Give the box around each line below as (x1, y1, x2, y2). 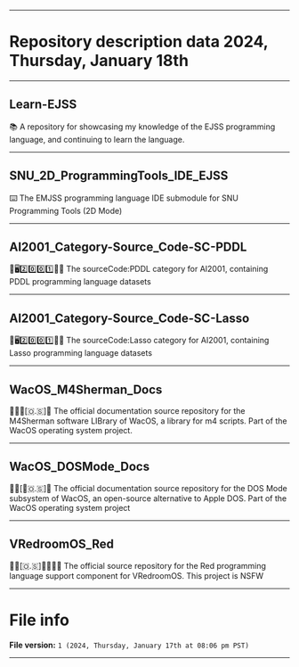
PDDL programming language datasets (9, 276, 151, 287)
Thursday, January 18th (9, 51, 190, 71)
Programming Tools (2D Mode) (9, 205, 123, 216)
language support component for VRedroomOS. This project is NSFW (9, 570, 264, 581)
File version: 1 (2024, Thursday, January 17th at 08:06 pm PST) (9, 639, 249, 650)
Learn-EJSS (9, 97, 77, 112)
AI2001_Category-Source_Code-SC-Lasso (9, 310, 250, 325)
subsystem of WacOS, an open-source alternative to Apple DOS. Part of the (9, 492, 287, 504)
